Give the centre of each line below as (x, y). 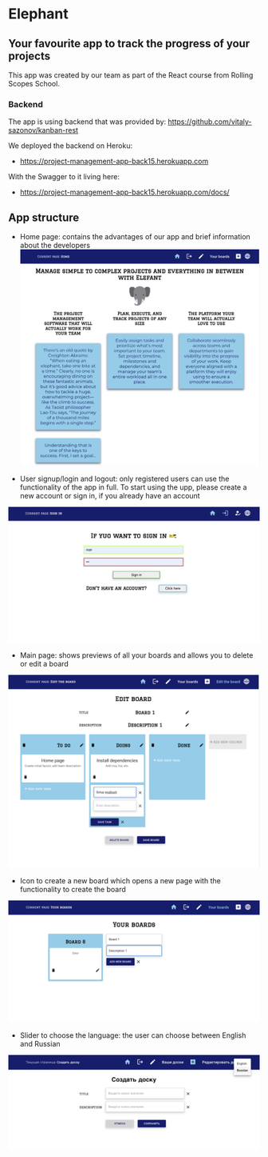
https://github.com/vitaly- (210, 122)
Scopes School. (34, 84)
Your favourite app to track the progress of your (129, 44)
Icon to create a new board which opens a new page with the (120, 881)
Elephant (39, 14)
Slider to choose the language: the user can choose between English (133, 1035)
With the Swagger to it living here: (64, 177)
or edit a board (44, 664)
